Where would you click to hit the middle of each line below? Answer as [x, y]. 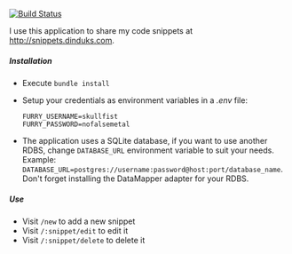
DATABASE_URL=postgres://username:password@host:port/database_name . [153, 169]
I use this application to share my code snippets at [101, 31]
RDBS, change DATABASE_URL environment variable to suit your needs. [148, 150]
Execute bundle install [66, 83]
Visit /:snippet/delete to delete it [83, 240]
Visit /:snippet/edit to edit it [75, 230]
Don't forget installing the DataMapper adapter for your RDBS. [135, 179]
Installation [31, 60]
